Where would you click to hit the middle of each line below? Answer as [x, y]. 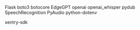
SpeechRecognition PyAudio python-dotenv [51, 12]
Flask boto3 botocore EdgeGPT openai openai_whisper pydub [70, 7]
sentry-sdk [16, 22]
